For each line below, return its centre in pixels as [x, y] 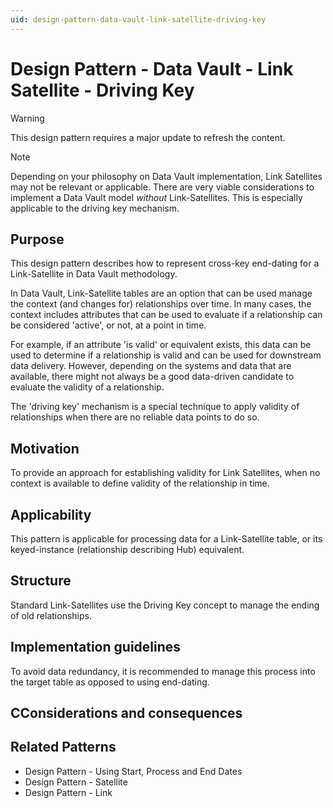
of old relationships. [51, 615]
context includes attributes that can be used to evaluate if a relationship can [166, 315]
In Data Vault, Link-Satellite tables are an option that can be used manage [161, 293]
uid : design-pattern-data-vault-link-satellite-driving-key [138, 19]
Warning [27, 118]
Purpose [37, 239]
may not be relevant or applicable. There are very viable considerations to [162, 187]
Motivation [45, 448]
